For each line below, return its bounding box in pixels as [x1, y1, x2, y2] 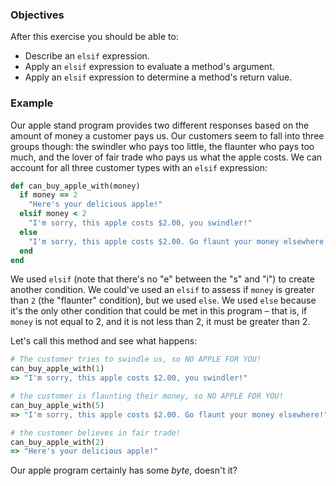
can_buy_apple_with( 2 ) [10, 437, 105, 447]
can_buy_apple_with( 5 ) [10, 400, 105, 410]
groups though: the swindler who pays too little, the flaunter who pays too [10, 140, 315, 152]
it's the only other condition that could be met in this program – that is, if [10, 305, 308, 317]
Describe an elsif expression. [24, 50, 150, 62]
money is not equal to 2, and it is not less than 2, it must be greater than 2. [10, 316, 311, 328]
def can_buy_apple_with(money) [10, 181, 141, 191]
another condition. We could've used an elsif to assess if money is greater [10, 284, 315, 296]
